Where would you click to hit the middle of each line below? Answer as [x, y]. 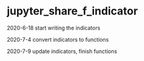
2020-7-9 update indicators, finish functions [62, 51]
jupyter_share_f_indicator [72, 11]
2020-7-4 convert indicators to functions [58, 39]
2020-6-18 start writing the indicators [54, 28]
